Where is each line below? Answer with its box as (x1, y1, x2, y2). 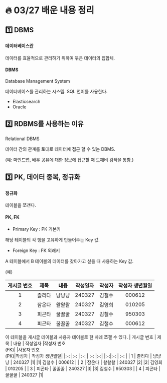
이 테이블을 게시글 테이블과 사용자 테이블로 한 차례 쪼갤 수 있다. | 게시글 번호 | (5, 334, 156, 340)
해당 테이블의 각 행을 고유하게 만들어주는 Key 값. (5, 236, 100, 242)
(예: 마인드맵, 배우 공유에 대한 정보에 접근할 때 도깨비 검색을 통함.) (5, 157, 134, 163)
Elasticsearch (12, 98, 41, 104)
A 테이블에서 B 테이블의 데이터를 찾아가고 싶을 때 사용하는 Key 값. (5, 258, 134, 264)
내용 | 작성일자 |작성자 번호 (13, 340, 66, 346)
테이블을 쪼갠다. (5, 202, 37, 208)
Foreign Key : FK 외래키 (12, 247, 60, 253)
